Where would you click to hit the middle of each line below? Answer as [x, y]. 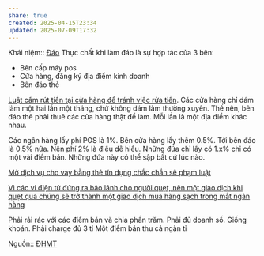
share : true [28, 15]
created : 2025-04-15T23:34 [53, 23]
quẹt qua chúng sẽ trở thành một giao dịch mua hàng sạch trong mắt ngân [129, 196]
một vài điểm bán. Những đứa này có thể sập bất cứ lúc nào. [107, 157]
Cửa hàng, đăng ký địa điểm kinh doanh [85, 77]
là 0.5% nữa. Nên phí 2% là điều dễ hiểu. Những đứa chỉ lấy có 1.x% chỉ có [130, 149]
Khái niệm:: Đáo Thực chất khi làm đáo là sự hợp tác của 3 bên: [111, 53]
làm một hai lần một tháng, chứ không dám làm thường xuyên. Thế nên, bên [131, 108]
